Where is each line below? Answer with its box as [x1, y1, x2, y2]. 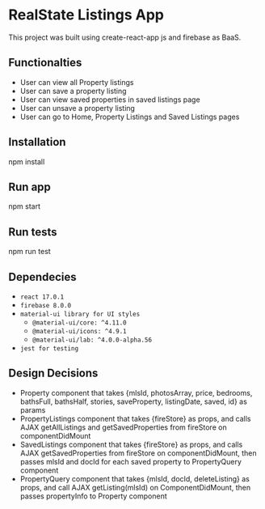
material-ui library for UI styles [19, 310, 141, 318]
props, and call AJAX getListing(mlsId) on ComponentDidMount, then [19, 482, 251, 492]
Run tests [8, 225, 57, 239]
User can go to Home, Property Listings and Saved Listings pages [19, 112, 240, 121]
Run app [8, 180, 51, 193]
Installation [8, 135, 66, 149]
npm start [8, 201, 41, 211]
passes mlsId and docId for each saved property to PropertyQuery [19, 456, 242, 466]
